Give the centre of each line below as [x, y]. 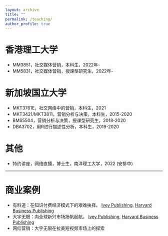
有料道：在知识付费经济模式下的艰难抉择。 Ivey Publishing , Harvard [82, 205]
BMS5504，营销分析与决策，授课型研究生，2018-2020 [69, 120]
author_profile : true [28, 24]
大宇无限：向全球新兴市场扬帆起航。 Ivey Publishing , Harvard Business [85, 216]
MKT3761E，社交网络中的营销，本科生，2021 [59, 108]
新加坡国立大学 [36, 93]
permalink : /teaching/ [29, 19]
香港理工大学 [32, 50]
